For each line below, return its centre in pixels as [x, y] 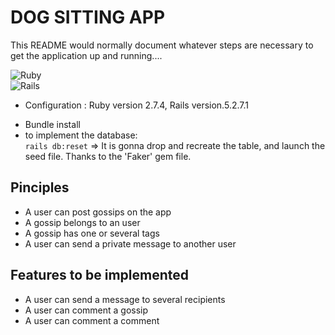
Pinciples [40, 187]
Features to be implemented [100, 275]
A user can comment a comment [92, 320]
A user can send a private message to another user [130, 243]
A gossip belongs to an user [82, 222]
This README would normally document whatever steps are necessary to [162, 45]
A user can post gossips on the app [98, 212]
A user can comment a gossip [86, 310]
